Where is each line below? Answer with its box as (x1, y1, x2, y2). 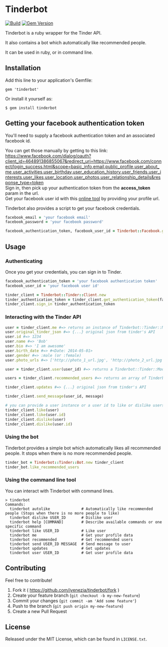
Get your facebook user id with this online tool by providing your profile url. (5, 195, 160, 201)
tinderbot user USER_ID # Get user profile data (9, 550, 133, 555)
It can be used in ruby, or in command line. (5, 49, 93, 55)
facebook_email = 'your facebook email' (5, 215, 91, 220)
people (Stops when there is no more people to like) (5, 510, 120, 515)
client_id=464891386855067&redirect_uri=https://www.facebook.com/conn (5, 158, 162, 164)
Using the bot (5, 433, 39, 440)
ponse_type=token (5, 179, 44, 185)
